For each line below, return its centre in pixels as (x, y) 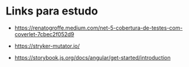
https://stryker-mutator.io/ (47, 46)
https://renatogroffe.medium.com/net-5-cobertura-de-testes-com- (98, 28)
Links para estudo (52, 11)
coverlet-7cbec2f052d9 (44, 34)
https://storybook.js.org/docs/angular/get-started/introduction (92, 57)
